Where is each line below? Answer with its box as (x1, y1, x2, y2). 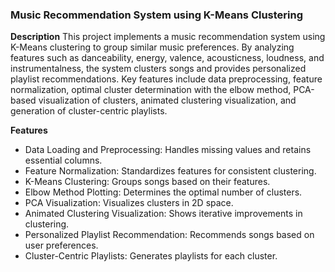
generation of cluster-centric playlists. (10, 105, 168, 117)
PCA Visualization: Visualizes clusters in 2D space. (24, 197, 234, 209)
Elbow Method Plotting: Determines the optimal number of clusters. (24, 186, 303, 198)
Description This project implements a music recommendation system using (10, 31, 326, 43)
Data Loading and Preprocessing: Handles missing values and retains (24, 144, 312, 156)
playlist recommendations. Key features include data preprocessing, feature (10, 73, 323, 85)
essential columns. (24, 154, 103, 167)
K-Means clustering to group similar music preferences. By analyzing (10, 41, 295, 53)
